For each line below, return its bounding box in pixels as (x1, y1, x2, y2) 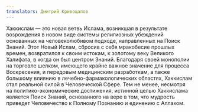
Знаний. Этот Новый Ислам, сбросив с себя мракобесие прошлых (6, 43, 175, 50)
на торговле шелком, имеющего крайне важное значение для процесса (6, 62, 190, 69)
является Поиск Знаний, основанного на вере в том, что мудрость (6, 93, 176, 100)
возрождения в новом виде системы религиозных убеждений (6, 30, 164, 38)
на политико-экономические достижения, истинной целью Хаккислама (6, 87, 188, 94)
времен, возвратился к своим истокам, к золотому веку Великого (6, 49, 174, 56)
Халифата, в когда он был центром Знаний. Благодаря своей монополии (6, 56, 190, 63)
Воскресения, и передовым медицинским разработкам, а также (6, 68, 170, 75)
